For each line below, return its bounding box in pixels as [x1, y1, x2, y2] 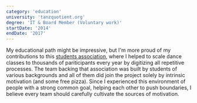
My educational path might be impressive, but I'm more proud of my [6, 46, 171, 54]
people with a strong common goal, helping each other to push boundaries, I [6, 84, 192, 91]
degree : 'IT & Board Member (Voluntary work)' [6, 19, 122, 25]
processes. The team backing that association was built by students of [6, 65, 178, 72]
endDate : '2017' [6, 31, 46, 36]
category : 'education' [6, 8, 62, 15]
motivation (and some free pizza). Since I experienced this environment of [6, 78, 186, 85]
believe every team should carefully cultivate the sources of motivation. [6, 91, 179, 98]
